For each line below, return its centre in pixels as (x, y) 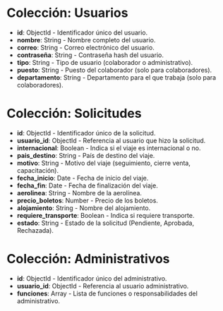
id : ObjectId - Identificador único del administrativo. (92, 278)
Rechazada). (35, 230)
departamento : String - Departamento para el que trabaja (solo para (116, 77)
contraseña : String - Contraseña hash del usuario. (90, 55)
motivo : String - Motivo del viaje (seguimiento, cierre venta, (104, 163)
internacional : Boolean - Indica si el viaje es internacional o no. (109, 148)
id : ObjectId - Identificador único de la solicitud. (86, 133)
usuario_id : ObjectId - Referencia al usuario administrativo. (103, 286)
